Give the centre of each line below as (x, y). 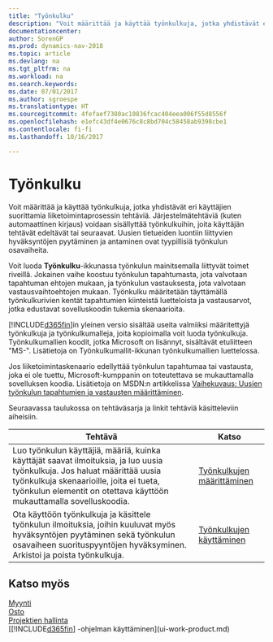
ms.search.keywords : (43, 84)
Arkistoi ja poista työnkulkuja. (68, 555)
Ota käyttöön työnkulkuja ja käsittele (82, 514)
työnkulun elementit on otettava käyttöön (91, 491)
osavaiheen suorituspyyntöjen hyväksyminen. (100, 544)
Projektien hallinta (39, 620)
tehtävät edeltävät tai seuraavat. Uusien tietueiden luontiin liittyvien (121, 232)
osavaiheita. (28, 249)
